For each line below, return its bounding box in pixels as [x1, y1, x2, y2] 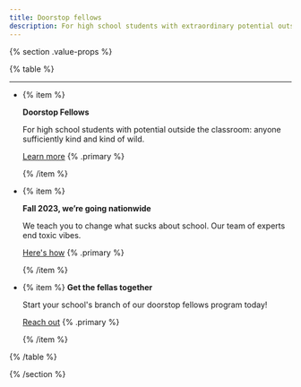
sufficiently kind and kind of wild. [21, 133, 145, 144]
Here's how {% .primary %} [21, 247, 125, 258]
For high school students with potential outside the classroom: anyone [21, 124, 282, 134]
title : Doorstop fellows [9, 13, 102, 22]
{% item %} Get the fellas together [21, 281, 153, 292]
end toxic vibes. [21, 229, 82, 240]
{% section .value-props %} [9, 46, 113, 56]
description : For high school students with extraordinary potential [9, 21, 275, 30]
